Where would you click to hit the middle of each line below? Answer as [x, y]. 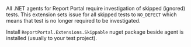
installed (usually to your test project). [52, 38]
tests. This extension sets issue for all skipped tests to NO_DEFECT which [91, 15]
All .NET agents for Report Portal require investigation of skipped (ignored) [96, 8]
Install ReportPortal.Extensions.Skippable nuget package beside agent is [95, 32]
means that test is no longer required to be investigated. [73, 21]
